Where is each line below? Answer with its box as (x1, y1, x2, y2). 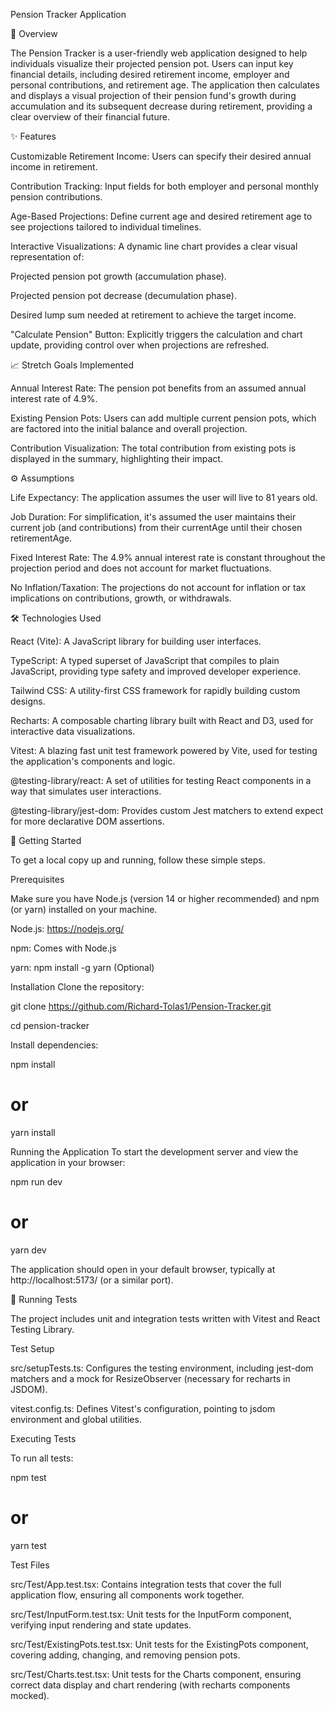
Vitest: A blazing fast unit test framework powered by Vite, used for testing (10, 745, 318, 756)
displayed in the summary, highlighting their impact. (10, 453, 223, 464)
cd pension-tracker (10, 1020, 90, 1031)
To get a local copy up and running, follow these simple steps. (10, 854, 266, 866)
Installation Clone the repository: (10, 981, 145, 993)
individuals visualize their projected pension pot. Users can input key (10, 58, 294, 69)
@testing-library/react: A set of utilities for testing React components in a (10, 775, 312, 786)
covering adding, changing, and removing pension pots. (10, 1649, 241, 1661)
